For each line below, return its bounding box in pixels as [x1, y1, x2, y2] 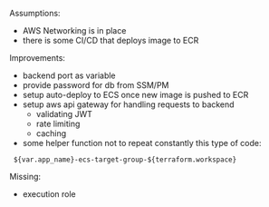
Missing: [9, 172, 42, 182]
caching [35, 128, 67, 139]
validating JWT [35, 109, 93, 119]
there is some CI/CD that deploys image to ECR [22, 35, 199, 45]
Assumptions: [9, 8, 61, 18]
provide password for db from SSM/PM [22, 80, 169, 90]
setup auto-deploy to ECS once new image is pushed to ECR [22, 90, 249, 100]
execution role [22, 189, 76, 199]
